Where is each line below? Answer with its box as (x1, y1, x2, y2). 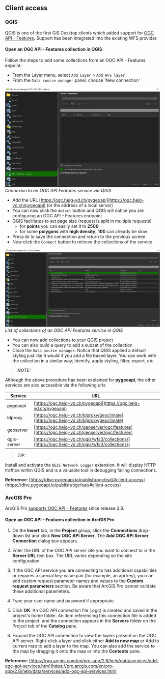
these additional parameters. (12, 589, 70, 594)
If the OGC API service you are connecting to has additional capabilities (12, 567, 157, 573)
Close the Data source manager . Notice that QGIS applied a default (12, 347, 146, 353)
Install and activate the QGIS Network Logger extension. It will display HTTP (5, 462, 156, 468)
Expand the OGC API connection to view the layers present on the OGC (12, 633, 157, 639)
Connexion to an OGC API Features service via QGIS (5, 188, 111, 194)
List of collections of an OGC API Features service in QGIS (5, 327, 123, 333)
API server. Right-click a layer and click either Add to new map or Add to (12, 638, 160, 644)
